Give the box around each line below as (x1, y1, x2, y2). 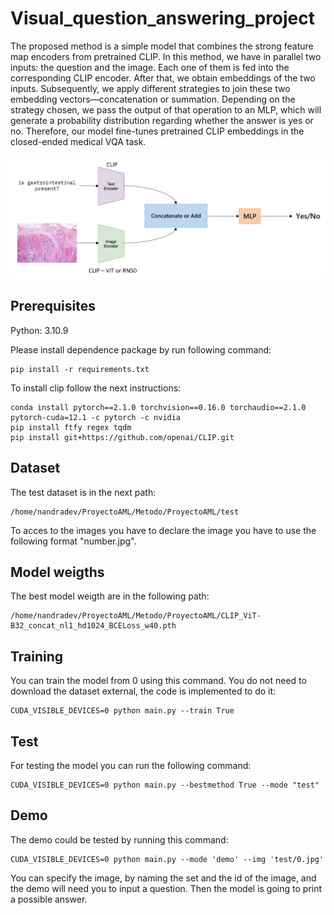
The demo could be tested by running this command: (10, 833, 229, 846)
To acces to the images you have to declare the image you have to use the (10, 524, 317, 536)
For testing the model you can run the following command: (10, 760, 252, 772)
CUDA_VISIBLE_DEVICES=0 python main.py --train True (10, 706, 235, 716)
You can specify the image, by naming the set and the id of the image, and (10, 872, 317, 884)
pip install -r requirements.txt (10, 364, 150, 374)
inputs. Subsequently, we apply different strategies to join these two (10, 82, 291, 94)
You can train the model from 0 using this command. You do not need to (10, 675, 307, 687)
